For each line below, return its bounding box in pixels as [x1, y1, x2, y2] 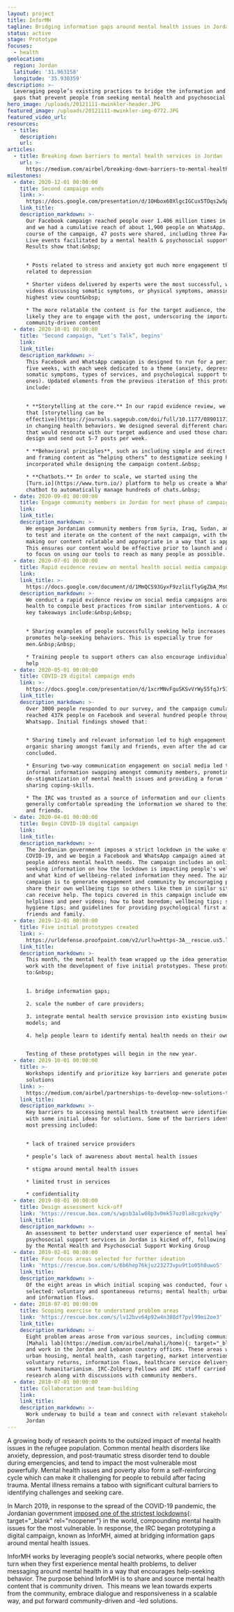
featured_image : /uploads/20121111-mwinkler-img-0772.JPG [7, 107, 179, 114]
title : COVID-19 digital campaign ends [19, 673, 136, 680]
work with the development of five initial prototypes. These [25, 962, 210, 970]
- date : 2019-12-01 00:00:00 [13, 917, 98, 925]
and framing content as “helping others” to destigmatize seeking [25, 454, 223, 462]
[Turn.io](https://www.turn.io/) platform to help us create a [25, 480, 214, 487]
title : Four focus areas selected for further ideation [19, 1255, 186, 1262]
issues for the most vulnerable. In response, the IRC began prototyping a [7, 1524, 216, 1532]
